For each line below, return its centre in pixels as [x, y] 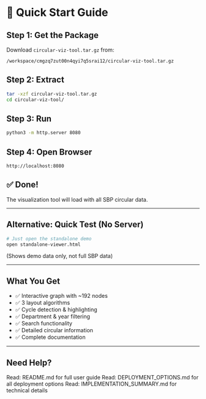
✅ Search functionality [44, 324]
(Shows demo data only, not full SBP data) [60, 256]
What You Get [33, 281]
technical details [27, 390]
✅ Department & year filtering [53, 317]
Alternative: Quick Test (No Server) [75, 225]
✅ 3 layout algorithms [43, 303]
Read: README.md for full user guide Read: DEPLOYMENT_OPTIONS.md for [102, 378]
